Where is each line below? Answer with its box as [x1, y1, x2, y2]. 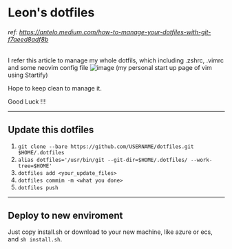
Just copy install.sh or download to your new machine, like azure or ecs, [8, 228, 213, 236]
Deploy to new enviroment [8, 209, 123, 221]
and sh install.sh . [8, 235, 63, 244]
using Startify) [8, 71, 48, 80]
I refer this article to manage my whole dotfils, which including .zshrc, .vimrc [8, 56, 224, 64]
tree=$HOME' [17, 163, 52, 169]
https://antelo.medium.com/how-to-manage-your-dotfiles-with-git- [19, 27, 211, 36]
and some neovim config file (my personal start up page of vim [8, 64, 213, 72]
